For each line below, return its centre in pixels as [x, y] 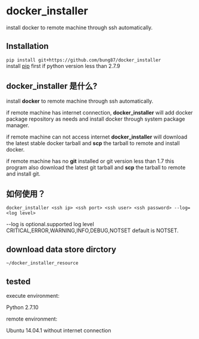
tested [18, 281]
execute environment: [33, 296]
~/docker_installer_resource [42, 263]
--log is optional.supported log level [50, 224]
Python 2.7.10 [22, 307]
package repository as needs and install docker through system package [96, 119]
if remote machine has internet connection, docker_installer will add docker [99, 112]
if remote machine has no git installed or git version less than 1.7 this [90, 161]
